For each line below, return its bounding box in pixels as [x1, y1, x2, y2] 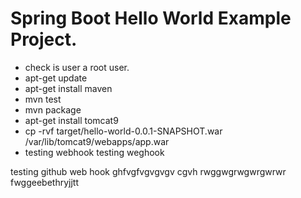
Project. [10, 28, 78, 51]
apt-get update [24, 72, 88, 84]
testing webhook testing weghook [24, 146, 165, 158]
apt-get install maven [24, 82, 113, 94]
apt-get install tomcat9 [24, 114, 119, 126]
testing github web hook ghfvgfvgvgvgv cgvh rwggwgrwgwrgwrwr [10, 165, 287, 177]
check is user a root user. [24, 61, 130, 73]
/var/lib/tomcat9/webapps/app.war [24, 135, 170, 147]
